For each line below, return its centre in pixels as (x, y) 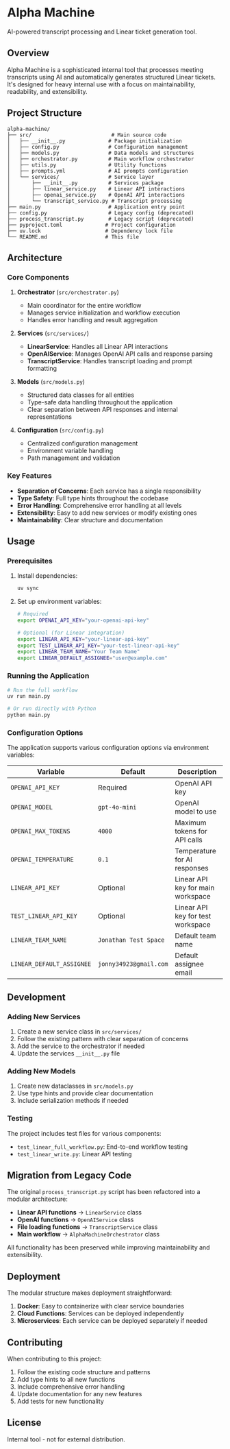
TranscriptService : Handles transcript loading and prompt (110, 361)
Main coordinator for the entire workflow (84, 306)
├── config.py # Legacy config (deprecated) (101, 213)
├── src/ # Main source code (87, 135)
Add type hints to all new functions (66, 1380)
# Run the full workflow (42, 690)
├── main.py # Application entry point (96, 207)
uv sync (28, 588)
